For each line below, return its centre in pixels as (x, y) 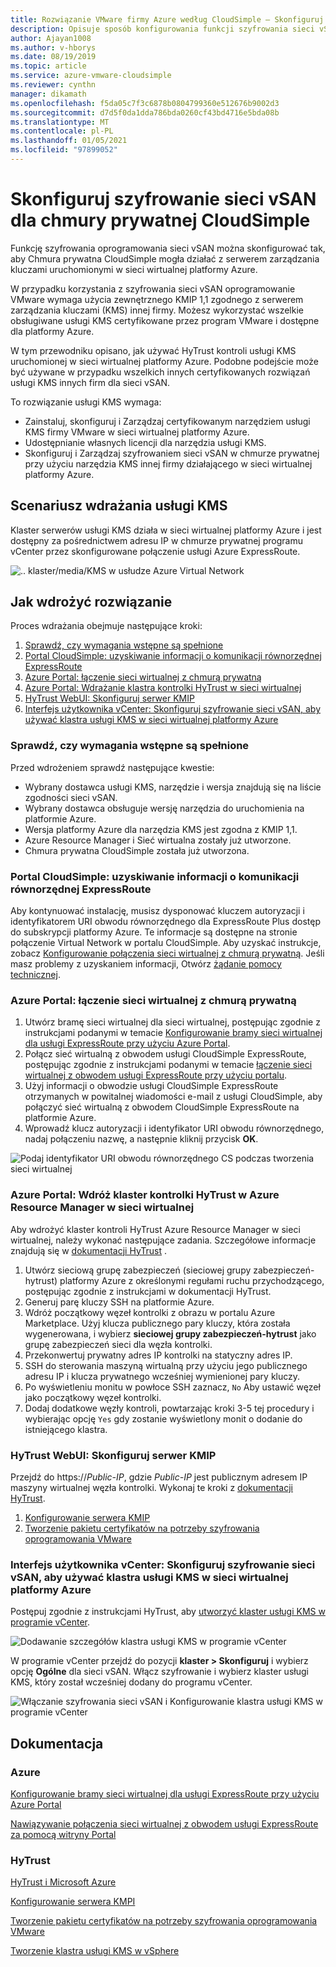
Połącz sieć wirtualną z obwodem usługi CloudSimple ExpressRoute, (165, 1054)
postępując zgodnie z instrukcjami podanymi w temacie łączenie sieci (168, 1065)
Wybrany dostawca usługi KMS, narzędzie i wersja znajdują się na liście (173, 787)
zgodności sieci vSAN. (71, 797)
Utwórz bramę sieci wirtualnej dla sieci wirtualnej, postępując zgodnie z (172, 1022)
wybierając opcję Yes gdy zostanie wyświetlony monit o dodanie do (163, 1418)
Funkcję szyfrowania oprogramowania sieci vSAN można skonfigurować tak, (168, 248)
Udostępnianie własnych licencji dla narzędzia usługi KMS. (145, 442)
